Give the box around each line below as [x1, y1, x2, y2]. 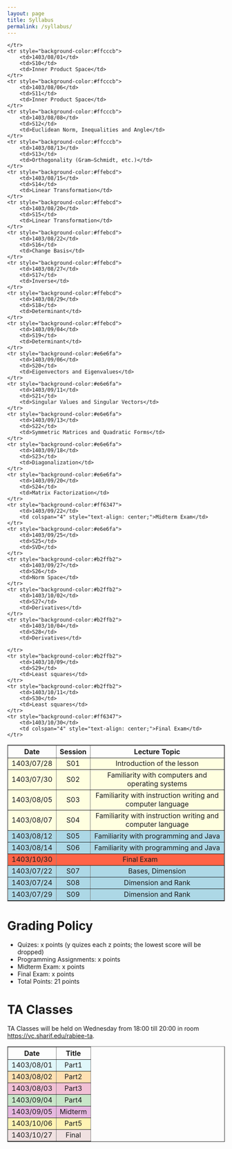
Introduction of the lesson [115, 758, 199, 768]
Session [59, 747, 87, 757]
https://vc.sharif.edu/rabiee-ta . [7, 1031, 95, 1040]
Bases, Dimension [128, 866, 186, 876]
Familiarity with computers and [106, 770, 207, 780]
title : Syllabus [7, 17, 54, 24]
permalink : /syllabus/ [7, 23, 72, 30]
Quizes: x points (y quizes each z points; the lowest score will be [17, 941, 202, 949]
